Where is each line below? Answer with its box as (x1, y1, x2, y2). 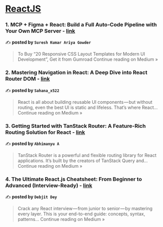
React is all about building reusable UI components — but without (17, 99, 153, 105)
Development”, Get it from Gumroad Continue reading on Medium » (17, 56, 158, 62)
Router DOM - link (5, 75, 50, 83)
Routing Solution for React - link (5, 129, 85, 136)
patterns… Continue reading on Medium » (17, 216, 105, 222)
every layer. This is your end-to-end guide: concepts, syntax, (17, 211, 145, 217)
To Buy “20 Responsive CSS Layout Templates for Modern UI (17, 51, 145, 57)
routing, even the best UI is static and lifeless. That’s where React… (17, 104, 158, 110)
